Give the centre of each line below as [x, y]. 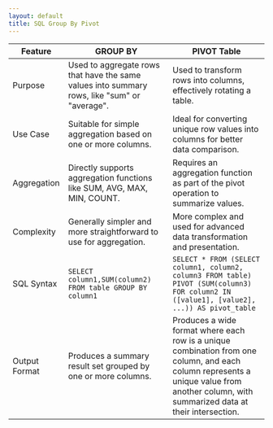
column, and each [207, 360]
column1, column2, [208, 267]
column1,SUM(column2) [110, 279]
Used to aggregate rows [114, 64]
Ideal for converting [210, 119]
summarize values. [208, 203]
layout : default [36, 16]
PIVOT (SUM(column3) [212, 283]
